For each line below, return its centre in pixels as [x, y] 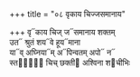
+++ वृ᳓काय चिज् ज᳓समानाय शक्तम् [62, 32]
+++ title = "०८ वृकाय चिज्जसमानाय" [68, 14]
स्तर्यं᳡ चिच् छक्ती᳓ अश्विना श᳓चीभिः [70, 63]
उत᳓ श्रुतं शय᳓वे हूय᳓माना [45, 42]
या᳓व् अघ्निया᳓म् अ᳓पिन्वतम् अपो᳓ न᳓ [62, 53]
